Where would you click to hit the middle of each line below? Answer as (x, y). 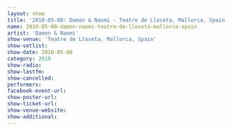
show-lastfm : (26, 71)
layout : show (26, 14)
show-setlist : (28, 46)
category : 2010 (29, 59)
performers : (24, 85)
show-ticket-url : (32, 104)
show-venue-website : (37, 110)
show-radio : (24, 65)
